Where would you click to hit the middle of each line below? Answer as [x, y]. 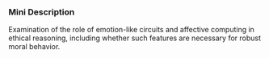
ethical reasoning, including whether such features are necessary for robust [134, 38]
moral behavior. [34, 47]
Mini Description [42, 12]
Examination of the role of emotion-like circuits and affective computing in [131, 30]
